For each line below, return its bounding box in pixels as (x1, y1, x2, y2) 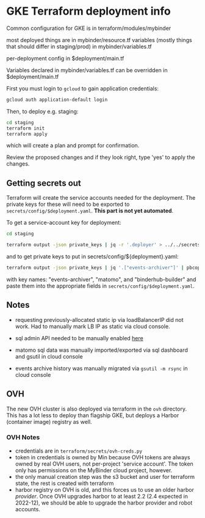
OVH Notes (6, 433, 40, 442)
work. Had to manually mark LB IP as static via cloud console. (15, 323, 170, 330)
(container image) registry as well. (6, 418, 93, 425)
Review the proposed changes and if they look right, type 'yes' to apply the (6, 154, 195, 161)
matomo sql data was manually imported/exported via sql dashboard (15, 346, 188, 354)
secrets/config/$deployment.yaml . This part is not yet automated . (6, 207, 174, 214)
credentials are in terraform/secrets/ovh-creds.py (15, 447, 142, 454)
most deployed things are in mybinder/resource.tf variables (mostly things (6, 36, 192, 43)
